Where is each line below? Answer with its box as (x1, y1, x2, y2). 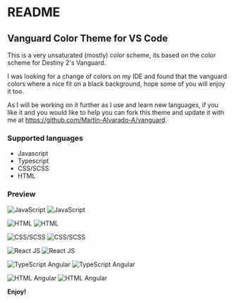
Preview (7, 190, 36, 199)
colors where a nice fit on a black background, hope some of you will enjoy (7, 80, 226, 88)
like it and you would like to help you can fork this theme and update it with (7, 109, 224, 116)
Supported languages (7, 133, 83, 143)
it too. (7, 87, 25, 95)
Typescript (17, 156, 49, 166)
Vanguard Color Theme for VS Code (7, 32, 168, 44)
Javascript (17, 149, 49, 158)
